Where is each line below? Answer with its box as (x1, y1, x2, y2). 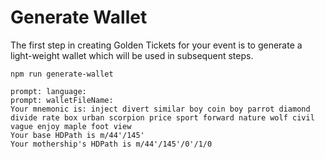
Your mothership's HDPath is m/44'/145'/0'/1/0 (10, 139, 213, 149)
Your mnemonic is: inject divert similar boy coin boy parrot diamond (10, 104, 311, 114)
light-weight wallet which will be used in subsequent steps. (10, 49, 254, 61)
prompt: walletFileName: (10, 95, 114, 105)
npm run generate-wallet (10, 69, 114, 79)
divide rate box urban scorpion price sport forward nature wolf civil (10, 112, 315, 123)
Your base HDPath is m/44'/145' (10, 130, 145, 140)
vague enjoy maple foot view (10, 121, 132, 131)
